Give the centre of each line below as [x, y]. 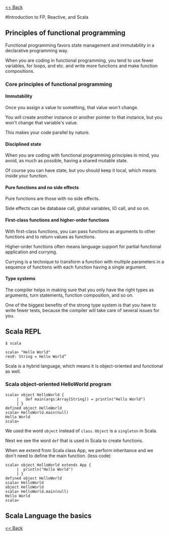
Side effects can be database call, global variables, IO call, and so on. [77, 208]
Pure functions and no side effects [42, 187]
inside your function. [26, 176]
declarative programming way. [37, 51]
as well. [13, 371]
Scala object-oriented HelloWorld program [58, 384]
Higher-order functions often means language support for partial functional [83, 246]
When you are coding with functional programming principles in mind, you [82, 155]
